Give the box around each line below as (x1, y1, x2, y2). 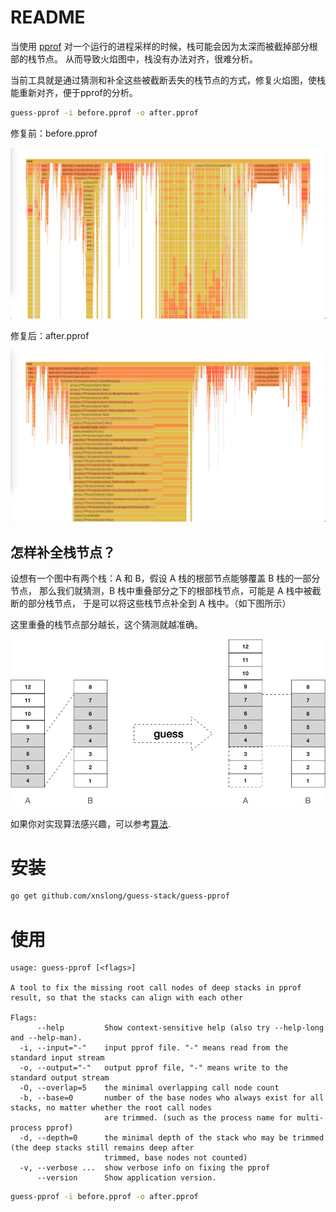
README (10, 6, 86, 29)
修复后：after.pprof (10, 330, 90, 342)
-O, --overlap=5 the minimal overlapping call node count (19, 1083, 280, 1093)
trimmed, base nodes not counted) (104, 1153, 248, 1163)
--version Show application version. (36, 1173, 217, 1183)
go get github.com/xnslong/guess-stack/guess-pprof (10, 891, 230, 901)
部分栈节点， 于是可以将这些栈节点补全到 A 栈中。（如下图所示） (27, 597, 292, 609)
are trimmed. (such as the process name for (104, 1113, 293, 1123)
